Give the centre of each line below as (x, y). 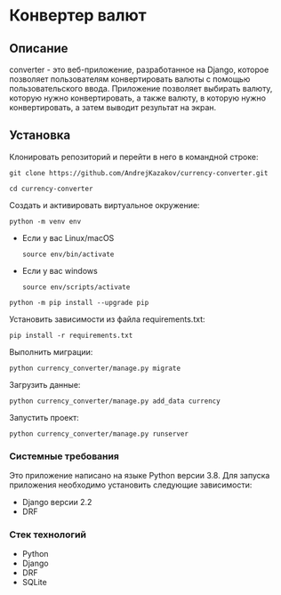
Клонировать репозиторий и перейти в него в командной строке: (134, 157)
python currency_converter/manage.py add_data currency (115, 401)
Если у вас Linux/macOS (68, 237)
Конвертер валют (78, 16)
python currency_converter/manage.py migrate (95, 368)
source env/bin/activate (68, 254)
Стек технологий (48, 535)
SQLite (34, 583)
